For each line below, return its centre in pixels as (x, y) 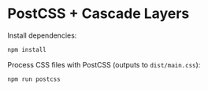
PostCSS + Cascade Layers (98, 14)
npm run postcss (34, 79)
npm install (27, 49)
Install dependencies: (42, 35)
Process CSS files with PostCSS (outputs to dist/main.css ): (104, 64)
